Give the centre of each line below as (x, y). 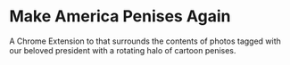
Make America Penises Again (120, 16)
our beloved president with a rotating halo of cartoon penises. (123, 50)
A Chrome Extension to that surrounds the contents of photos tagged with (145, 41)
